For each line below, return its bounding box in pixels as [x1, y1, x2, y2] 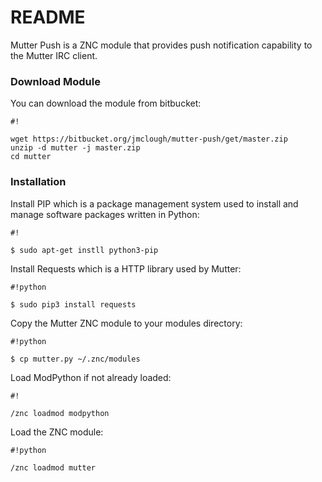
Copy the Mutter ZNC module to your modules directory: [10, 317, 243, 329]
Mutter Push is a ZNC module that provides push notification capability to [10, 39, 313, 51]
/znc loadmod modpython [10, 408, 110, 418]
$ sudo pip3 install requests [10, 299, 137, 310]
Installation [10, 175, 67, 189]
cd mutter [10, 152, 52, 162]
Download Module [10, 74, 101, 88]
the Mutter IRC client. [10, 49, 98, 61]
